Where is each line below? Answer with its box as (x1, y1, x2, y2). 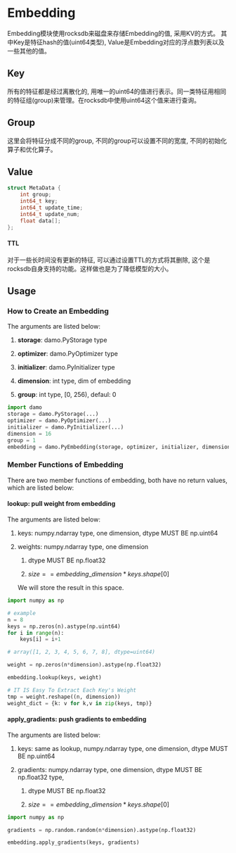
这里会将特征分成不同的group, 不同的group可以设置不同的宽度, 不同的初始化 (7, 136, 227, 145)
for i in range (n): (7, 629, 65, 636)
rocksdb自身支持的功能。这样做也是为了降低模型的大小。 (7, 264, 173, 272)
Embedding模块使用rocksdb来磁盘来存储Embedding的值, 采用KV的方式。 (7, 29, 220, 37)
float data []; (20, 217, 61, 225)
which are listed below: (7, 484, 74, 492)
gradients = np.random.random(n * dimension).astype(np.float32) (7, 826, 197, 833)
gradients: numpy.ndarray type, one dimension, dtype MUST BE (17, 765, 203, 773)
